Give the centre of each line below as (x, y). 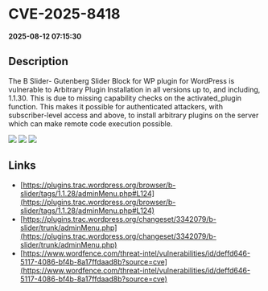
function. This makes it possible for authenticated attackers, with (116, 106)
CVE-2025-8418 (64, 14)
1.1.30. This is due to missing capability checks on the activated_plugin (125, 98)
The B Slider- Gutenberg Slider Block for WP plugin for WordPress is (122, 80)
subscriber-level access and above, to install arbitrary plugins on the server (134, 115)
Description (38, 61)
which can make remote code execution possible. (91, 123)
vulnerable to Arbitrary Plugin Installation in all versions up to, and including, (134, 89)
